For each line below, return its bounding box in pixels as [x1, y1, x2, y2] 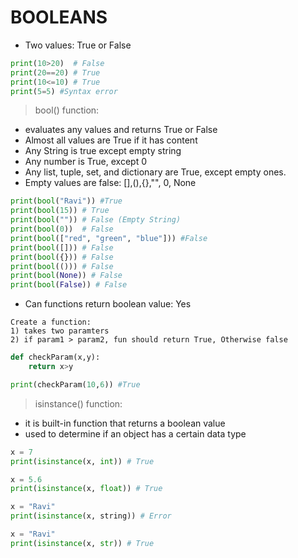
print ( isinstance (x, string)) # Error [10, 511, 172, 521]
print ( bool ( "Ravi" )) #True [10, 196, 123, 206]
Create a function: [10, 317, 92, 328]
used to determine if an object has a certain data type [24, 427, 247, 440]
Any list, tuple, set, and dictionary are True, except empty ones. [24, 166, 287, 178]
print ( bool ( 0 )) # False [10, 224, 114, 235]
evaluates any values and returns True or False [24, 124, 218, 136]
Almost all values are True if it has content [24, 134, 198, 146]
